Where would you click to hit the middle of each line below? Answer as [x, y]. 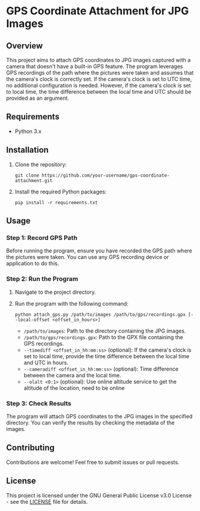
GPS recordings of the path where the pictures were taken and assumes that [100, 73]
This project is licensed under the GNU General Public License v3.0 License [99, 495]
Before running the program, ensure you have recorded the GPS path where [99, 251]
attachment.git [34, 180]
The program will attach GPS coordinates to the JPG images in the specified [99, 416]
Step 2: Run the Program [42, 279]
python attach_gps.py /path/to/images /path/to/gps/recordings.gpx [100, 315]
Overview [25, 46]
